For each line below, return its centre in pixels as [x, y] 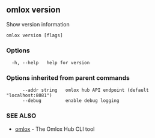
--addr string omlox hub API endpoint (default [85, 90]
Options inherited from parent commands [68, 78]
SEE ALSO [21, 116]
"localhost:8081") [29, 95]
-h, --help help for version [51, 63]
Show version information [38, 24]
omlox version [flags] [35, 35]
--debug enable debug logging [71, 101]
